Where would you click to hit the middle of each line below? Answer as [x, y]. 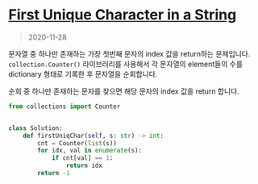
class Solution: [35, 128]
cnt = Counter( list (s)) [77, 143]
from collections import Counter [64, 107]
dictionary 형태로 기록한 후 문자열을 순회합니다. [83, 73]
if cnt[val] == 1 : [82, 158]
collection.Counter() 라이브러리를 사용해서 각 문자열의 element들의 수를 [126, 64]
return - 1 [54, 174]
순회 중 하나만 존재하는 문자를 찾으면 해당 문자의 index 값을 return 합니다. [124, 91]
